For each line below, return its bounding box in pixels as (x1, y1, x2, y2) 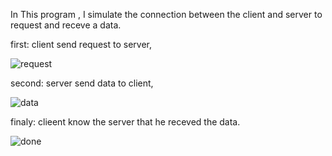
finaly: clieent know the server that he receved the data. (10, 116, 241, 128)
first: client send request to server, (10, 39, 152, 50)
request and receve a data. (10, 19, 122, 31)
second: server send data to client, (10, 77, 154, 89)
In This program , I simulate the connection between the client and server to (10, 9, 323, 20)
